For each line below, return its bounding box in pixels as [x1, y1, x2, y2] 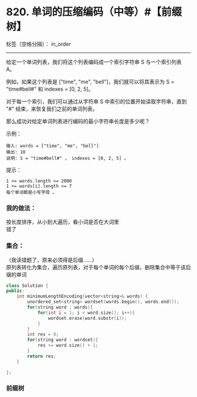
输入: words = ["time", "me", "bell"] [6, 143, 99, 149]
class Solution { [6, 282, 49, 289]
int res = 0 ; [27, 331, 59, 337]
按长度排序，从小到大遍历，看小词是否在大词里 [6, 218, 119, 225]
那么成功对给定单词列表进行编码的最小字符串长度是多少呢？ [6, 118, 150, 125]
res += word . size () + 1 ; [37, 343, 98, 348]
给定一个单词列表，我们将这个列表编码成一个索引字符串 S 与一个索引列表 [6, 58, 182, 65]
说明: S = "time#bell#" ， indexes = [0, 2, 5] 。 [6, 155, 129, 161]
